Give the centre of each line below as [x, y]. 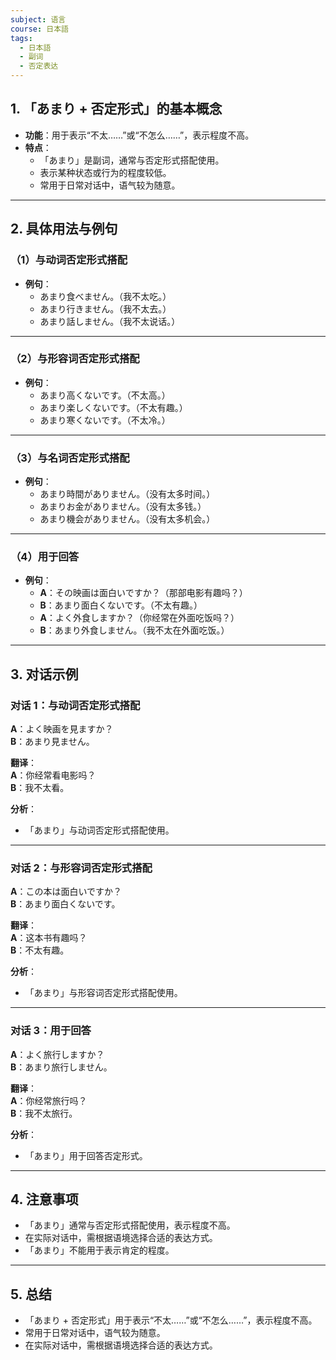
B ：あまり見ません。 [52, 742]
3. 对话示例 [44, 674]
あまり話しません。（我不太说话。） [110, 321]
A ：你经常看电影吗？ [53, 775]
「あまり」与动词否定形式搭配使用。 [99, 830]
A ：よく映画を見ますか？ [62, 729]
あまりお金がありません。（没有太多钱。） [123, 507]
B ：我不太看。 [40, 788]
